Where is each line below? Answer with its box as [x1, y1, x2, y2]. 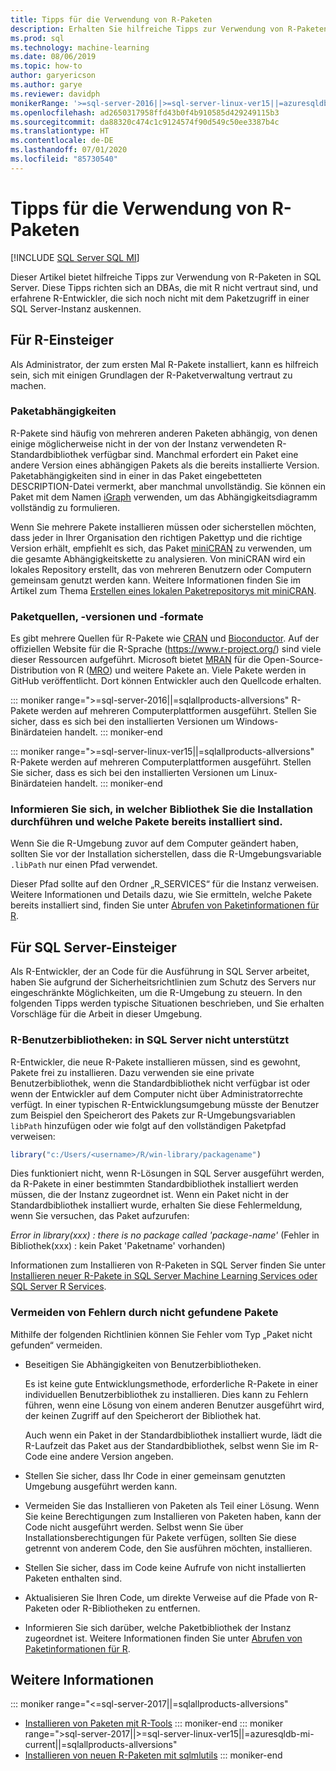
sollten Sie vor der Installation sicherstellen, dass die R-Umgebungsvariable [10, 848, 322, 860]
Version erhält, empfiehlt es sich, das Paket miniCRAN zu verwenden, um [10, 542, 312, 554]
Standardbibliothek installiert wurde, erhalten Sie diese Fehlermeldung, [10, 1199, 303, 1211]
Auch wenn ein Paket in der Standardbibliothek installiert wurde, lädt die [24, 1429, 323, 1441]
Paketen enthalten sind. [24, 1572, 123, 1584]
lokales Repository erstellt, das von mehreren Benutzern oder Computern [10, 563, 312, 575]
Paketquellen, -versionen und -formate [10, 609, 204, 623]
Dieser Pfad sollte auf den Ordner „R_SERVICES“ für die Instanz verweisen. [10, 878, 320, 890]
